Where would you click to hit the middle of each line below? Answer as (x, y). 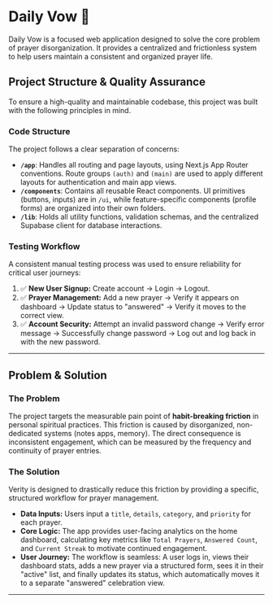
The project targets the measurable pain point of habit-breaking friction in (134, 416)
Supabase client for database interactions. (91, 225)
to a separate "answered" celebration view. (92, 583)
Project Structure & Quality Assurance (107, 82)
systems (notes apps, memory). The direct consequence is (142, 434)
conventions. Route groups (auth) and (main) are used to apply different (141, 173)
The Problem (35, 398)
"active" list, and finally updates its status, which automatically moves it (140, 575)
